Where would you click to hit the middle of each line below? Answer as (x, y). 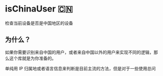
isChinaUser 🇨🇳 (39, 9)
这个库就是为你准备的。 (33, 58)
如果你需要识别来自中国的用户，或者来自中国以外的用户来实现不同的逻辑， (79, 52)
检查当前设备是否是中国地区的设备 (39, 23)
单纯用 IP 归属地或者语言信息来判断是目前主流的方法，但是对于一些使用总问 (81, 68)
